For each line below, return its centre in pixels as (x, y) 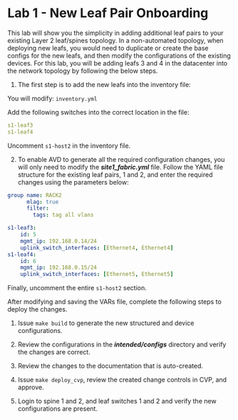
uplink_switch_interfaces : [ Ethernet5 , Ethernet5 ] (97, 275)
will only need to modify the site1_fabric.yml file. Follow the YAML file (120, 167)
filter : (38, 208)
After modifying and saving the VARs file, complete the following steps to (115, 302)
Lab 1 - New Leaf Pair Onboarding (108, 13)
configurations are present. (58, 409)
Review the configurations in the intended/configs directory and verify (122, 344)
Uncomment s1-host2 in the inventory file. (69, 145)
